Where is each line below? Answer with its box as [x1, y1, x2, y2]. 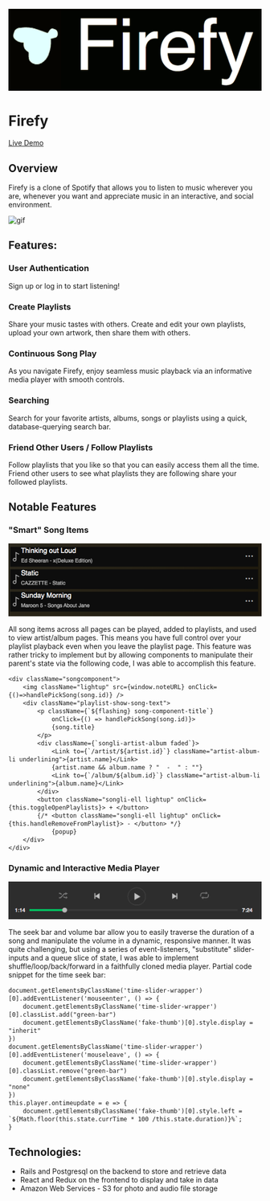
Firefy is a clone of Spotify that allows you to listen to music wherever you [8, 182, 253, 193]
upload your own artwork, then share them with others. [8, 328, 191, 338]
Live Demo [8, 138, 44, 148]
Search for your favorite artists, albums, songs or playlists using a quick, [8, 413, 247, 423]
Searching [8, 395, 50, 406]
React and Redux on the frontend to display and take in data [19, 1175, 219, 1185]
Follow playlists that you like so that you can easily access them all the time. [8, 460, 260, 469]
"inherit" [8, 1027, 42, 1035]
